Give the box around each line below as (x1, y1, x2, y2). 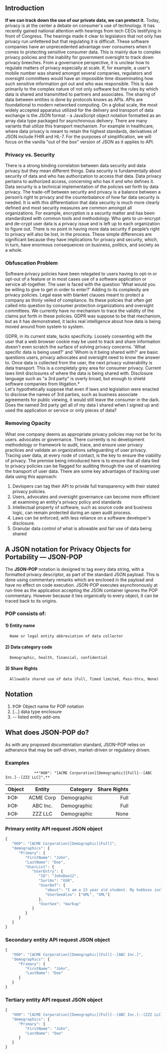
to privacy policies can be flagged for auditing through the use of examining (5, 463, 161, 469)
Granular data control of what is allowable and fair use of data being (12, 525, 152, 531)
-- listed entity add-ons (12, 714, 61, 720)
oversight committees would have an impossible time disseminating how (5, 75, 154, 81)
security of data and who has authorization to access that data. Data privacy (5, 173, 162, 179)
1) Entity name (5, 623, 35, 629)
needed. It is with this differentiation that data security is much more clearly (5, 200, 160, 206)
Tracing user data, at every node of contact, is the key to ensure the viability (5, 452, 162, 458)
